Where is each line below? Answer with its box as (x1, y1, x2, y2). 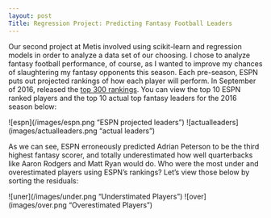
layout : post (8, 11, 52, 20)
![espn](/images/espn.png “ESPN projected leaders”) (8, 117, 186, 127)
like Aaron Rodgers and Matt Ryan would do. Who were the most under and (8, 158, 260, 168)
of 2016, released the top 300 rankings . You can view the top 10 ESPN (8, 84, 241, 94)
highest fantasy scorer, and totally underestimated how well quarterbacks (8, 150, 253, 160)
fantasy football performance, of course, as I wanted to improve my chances (8, 58, 263, 69)
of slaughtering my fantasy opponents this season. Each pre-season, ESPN (8, 67, 258, 77)
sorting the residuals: (8, 175, 79, 186)
